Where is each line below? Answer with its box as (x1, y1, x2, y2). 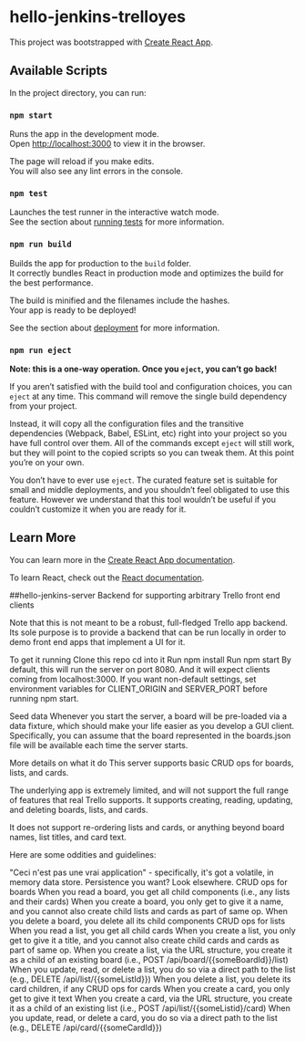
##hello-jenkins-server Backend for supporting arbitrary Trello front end (9, 589, 280, 600)
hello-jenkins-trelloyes (9, 6, 187, 27)
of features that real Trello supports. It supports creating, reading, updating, (9, 794, 293, 805)
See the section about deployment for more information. (9, 322, 220, 333)
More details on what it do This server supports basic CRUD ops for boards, (9, 757, 294, 768)
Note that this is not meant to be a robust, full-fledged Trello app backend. (9, 617, 289, 628)
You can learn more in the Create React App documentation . (9, 554, 236, 565)
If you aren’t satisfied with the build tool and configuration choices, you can (9, 380, 293, 391)
